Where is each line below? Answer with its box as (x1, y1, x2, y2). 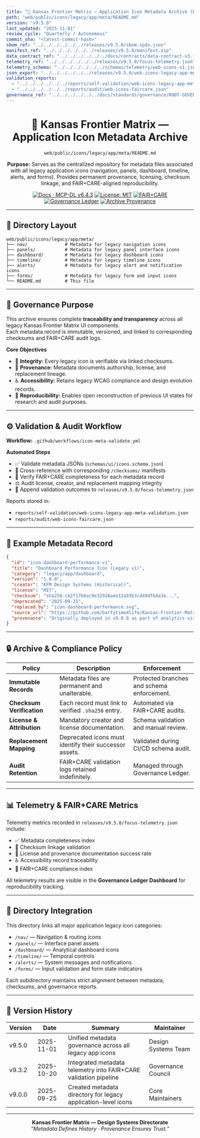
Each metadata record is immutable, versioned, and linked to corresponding (6, 328, 192, 335)
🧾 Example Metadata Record (6, 538, 113, 548)
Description (76, 664, 111, 673)
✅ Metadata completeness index (14, 837, 95, 844)
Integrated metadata (68, 1058, 125, 1066)
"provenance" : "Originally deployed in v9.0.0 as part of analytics (11, 615, 185, 621)
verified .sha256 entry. (59, 707, 122, 715)
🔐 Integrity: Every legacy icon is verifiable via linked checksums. (14, 357, 174, 365)
